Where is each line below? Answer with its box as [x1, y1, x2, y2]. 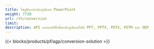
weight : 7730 [5, 12, 32, 16]
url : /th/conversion [5, 16, 47, 21]
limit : [5, 20, 19, 26]
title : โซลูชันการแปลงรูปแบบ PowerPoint [5, 7, 76, 12]
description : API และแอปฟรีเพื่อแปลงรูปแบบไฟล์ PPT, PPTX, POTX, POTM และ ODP [5, 25, 149, 30]
